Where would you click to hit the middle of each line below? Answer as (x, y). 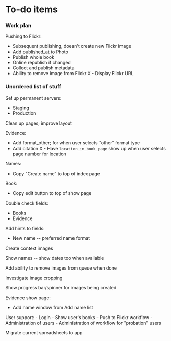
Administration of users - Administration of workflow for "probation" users (83, 323)
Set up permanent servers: (33, 98)
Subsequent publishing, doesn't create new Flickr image (72, 46)
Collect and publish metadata (44, 68)
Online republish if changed (42, 63)
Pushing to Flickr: (23, 36)
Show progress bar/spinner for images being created (61, 287)
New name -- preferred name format (51, 238)
